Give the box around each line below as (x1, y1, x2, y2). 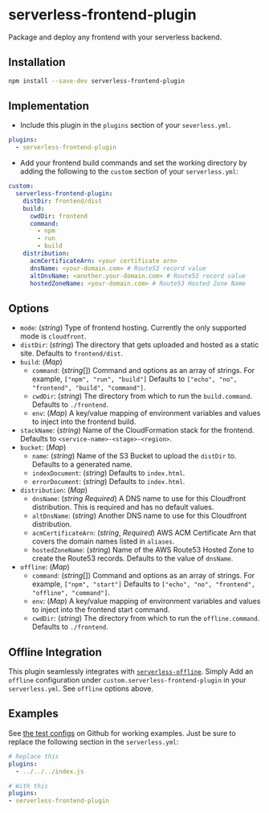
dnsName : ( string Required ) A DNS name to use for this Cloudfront (31, 494, 247, 503)
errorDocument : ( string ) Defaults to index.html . (31, 477, 185, 487)
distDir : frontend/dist (22, 197, 103, 205)
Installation (8, 55, 66, 69)
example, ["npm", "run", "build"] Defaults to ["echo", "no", (31, 374, 238, 384)
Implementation (8, 99, 90, 113)
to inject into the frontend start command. (31, 605, 170, 614)
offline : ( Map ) (19, 562, 70, 572)
